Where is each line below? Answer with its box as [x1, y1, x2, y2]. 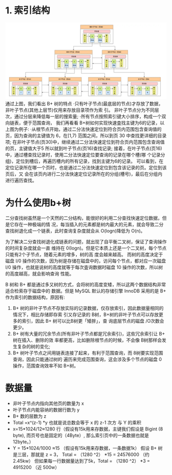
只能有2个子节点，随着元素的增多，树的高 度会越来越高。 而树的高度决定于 [5, 252, 163, 258]
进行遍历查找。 [5, 177, 37, 184]
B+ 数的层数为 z [12, 413, 47, 419]
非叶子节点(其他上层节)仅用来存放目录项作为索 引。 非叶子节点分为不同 [5, 107, 155, 113]
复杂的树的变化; [17, 344, 51, 350]
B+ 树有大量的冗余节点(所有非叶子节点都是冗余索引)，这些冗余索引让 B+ [12, 331, 165, 337]
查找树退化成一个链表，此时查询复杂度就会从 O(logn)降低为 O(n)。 [5, 228, 145, 234]
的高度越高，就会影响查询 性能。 [5, 270, 74, 277]
